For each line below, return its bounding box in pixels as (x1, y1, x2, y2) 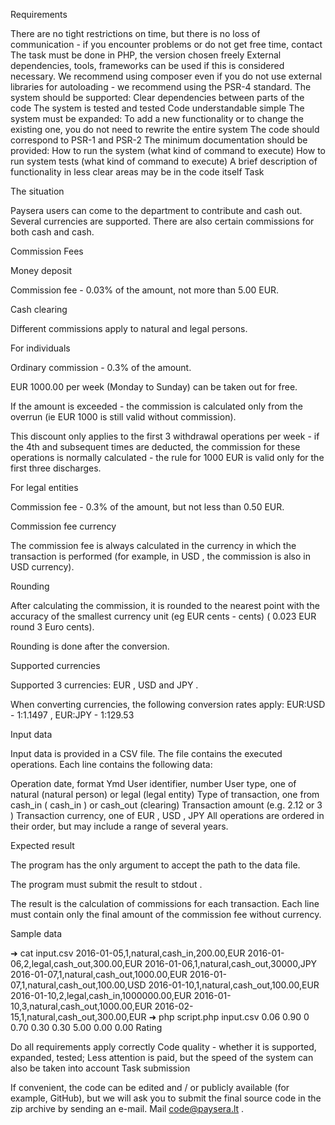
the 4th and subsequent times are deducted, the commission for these (10, 441, 301, 453)
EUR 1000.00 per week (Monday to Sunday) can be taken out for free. (10, 381, 298, 393)
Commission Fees (10, 245, 84, 257)
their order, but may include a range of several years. (10, 820, 229, 832)
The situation (10, 185, 65, 197)
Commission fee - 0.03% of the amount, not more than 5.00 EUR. (10, 284, 280, 296)
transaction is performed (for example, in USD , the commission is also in (10, 550, 311, 562)
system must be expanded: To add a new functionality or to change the (10, 113, 304, 124)
